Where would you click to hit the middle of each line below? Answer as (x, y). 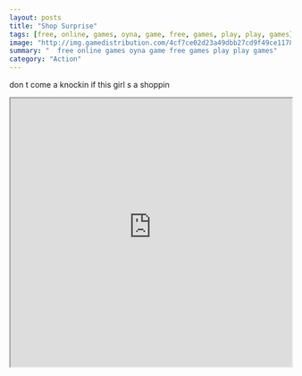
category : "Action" (46, 59)
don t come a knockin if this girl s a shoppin (89, 85)
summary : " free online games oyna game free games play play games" (143, 51)
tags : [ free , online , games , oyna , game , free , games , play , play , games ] (151, 34)
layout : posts (36, 17)
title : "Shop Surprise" (54, 26)
